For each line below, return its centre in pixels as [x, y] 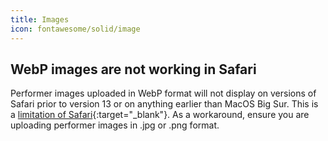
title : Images [40, 19]
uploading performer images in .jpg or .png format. [115, 125]
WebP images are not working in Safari [133, 69]
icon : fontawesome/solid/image [75, 29]
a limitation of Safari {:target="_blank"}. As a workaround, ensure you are [160, 115]
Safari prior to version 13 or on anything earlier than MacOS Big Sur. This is [164, 104]
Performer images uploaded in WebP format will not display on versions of [163, 93]
